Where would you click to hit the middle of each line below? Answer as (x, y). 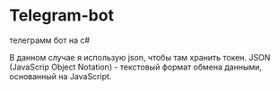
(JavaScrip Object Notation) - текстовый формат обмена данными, (136, 67)
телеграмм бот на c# (50, 40)
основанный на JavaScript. (61, 76)
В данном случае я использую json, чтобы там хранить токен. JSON (140, 57)
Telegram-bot (62, 16)
